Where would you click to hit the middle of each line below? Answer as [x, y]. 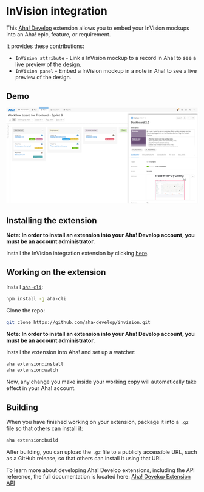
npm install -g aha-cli [36, 298]
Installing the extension [52, 221]
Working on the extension [56, 272]
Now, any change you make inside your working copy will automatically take [102, 382]
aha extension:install [35, 364]
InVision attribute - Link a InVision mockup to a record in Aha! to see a [106, 58]
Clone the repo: [26, 310]
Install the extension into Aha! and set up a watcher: [71, 352]
